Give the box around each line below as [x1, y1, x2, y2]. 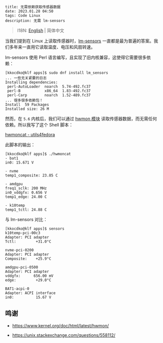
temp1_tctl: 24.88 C [5, 207, 47, 212]
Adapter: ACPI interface [5, 291, 56, 295]
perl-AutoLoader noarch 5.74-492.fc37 [7, 84, 91, 89]
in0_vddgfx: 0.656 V [5, 190, 47, 195]
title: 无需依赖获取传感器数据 [5, 4, 61, 9]
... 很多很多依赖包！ [5, 98, 43, 103]
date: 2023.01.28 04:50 [5, 9, 54, 14]
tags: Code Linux [5, 13, 41, 18]
